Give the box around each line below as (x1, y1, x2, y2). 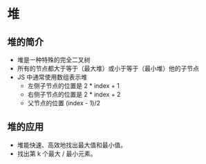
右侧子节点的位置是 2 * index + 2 (27, 91, 121, 98)
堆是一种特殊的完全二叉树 (17, 56, 91, 64)
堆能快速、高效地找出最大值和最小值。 (17, 140, 127, 149)
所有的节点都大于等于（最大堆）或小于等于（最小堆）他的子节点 (17, 64, 199, 73)
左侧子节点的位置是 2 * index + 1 (27, 82, 120, 90)
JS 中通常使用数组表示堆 (17, 73, 88, 81)
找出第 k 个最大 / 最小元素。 (17, 149, 97, 158)
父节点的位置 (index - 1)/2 (27, 99, 101, 107)
